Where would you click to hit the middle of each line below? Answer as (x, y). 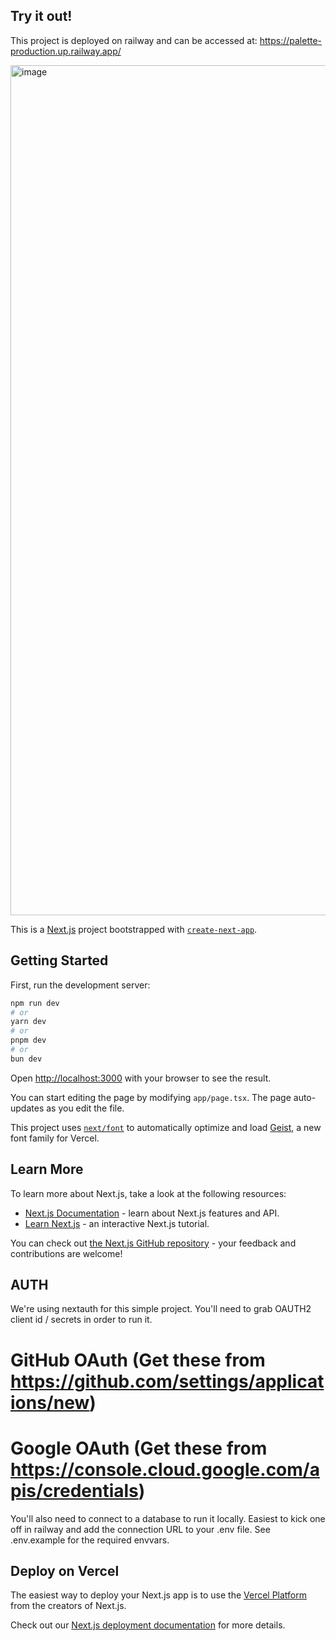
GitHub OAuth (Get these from (138, 1360)
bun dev (26, 1059)
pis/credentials (74, 1490)
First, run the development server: (80, 985)
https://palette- (291, 40)
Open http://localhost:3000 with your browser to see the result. (141, 1078)
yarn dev (28, 1022)
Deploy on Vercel (65, 1570)
